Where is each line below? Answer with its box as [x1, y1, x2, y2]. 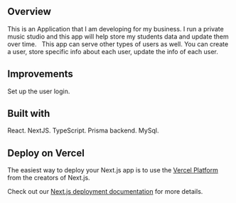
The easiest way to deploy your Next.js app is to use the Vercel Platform [7, 166, 219, 175]
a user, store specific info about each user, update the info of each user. [7, 47, 219, 56]
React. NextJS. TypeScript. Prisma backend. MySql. [7, 126, 159, 135]
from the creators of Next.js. [7, 174, 90, 182]
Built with [7, 108, 50, 120]
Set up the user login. [7, 87, 70, 95]
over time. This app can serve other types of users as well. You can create [7, 39, 229, 48]
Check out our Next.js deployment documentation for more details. [7, 187, 203, 196]
